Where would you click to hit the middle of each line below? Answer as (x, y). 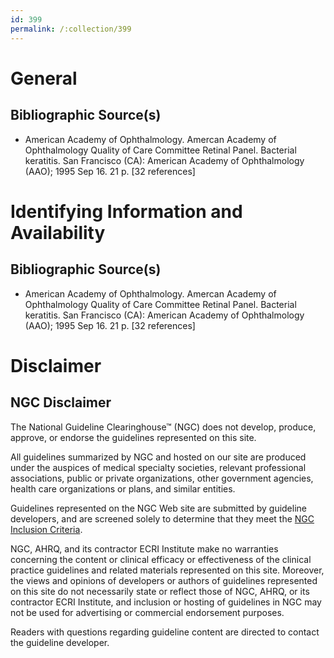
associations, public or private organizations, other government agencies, (162, 478)
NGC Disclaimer (61, 402)
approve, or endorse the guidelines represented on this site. (133, 437)
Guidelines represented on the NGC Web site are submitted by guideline (158, 508)
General (44, 78)
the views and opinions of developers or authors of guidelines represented (164, 580)
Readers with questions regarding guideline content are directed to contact (165, 632)
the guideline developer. (60, 642)
